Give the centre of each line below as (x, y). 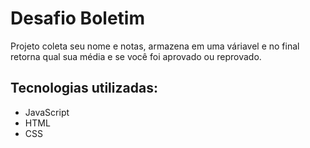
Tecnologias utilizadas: (84, 88)
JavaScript (47, 112)
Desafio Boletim (77, 18)
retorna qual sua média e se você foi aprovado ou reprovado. (136, 56)
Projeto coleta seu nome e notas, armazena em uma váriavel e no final (155, 46)
